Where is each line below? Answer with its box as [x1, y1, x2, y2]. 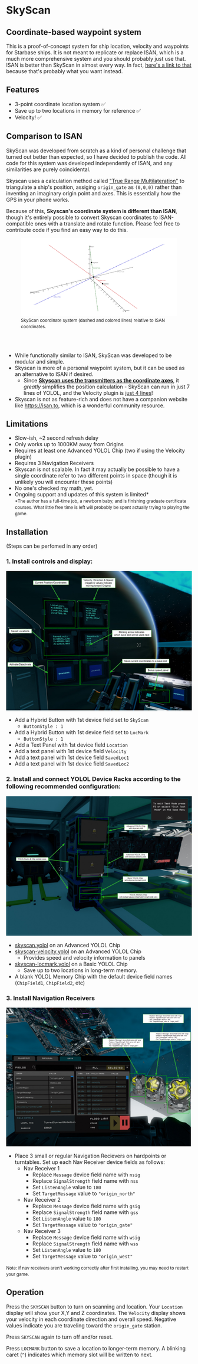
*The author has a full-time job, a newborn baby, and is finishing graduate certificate [14, 498, 187, 505]
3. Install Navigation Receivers [6, 994, 95, 1002]
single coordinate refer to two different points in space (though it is [14, 472, 177, 479]
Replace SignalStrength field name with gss [32, 1209, 138, 1216]
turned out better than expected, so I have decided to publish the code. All [6, 153, 187, 160]
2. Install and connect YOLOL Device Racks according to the [6, 775, 181, 783]
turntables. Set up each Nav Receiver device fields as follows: [14, 1159, 165, 1166]
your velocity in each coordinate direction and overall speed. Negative [6, 1316, 177, 1323]
